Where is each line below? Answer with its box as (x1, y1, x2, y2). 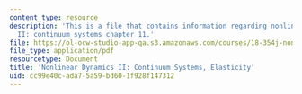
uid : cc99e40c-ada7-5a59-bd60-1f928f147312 (9, 72, 175, 81)
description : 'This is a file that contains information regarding (9, 21, 268, 30)
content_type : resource (9, 13, 99, 22)
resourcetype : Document (9, 55, 99, 64)
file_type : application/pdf (9, 47, 115, 56)
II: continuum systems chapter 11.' (17, 30, 155, 38)
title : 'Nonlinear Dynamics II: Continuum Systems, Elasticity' (9, 64, 255, 73)
